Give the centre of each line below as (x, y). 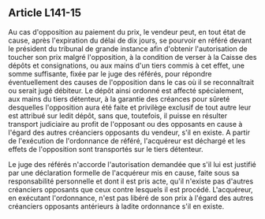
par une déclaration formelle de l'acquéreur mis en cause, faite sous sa (124, 173)
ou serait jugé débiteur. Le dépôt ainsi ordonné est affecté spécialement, (126, 91)
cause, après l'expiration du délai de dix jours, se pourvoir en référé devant (130, 40)
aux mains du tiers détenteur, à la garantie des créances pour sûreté (119, 98)
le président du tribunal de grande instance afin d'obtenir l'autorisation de (128, 48)
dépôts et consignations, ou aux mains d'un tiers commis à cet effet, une (126, 65)
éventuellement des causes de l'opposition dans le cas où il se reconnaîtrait (131, 82)
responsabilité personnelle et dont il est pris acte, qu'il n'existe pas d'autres (131, 181)
